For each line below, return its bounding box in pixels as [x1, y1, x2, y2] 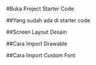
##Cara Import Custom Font [6, 52, 76, 59]
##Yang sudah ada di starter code [6, 17, 91, 23]
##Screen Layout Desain [6, 28, 67, 36]
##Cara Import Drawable [6, 40, 68, 47]
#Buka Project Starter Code [6, 5, 74, 12]
